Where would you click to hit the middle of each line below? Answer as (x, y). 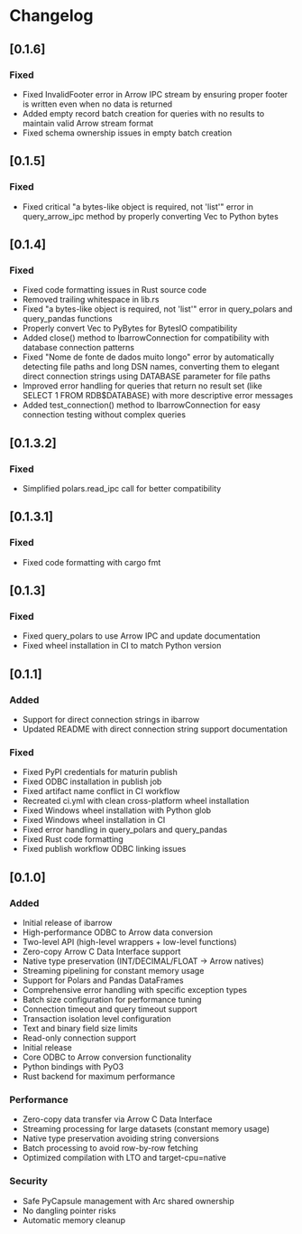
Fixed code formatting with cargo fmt (92, 562)
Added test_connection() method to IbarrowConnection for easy (142, 405)
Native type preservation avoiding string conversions (120, 1138)
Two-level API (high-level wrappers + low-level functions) (129, 941)
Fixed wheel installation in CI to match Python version (122, 646)
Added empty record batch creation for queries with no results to (143, 113)
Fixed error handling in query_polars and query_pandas (125, 830)
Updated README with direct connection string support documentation (155, 729)
